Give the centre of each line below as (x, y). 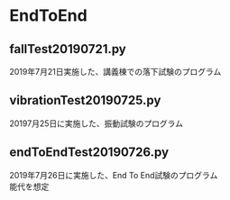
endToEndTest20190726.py (89, 153)
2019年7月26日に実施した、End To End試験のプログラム (114, 175)
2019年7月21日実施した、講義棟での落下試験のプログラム (115, 72)
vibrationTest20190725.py (85, 100)
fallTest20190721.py (68, 49)
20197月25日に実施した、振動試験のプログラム (96, 123)
